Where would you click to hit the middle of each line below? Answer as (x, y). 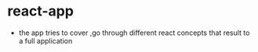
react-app (40, 11)
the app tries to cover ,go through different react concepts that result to (134, 33)
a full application (45, 40)
